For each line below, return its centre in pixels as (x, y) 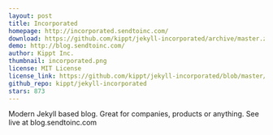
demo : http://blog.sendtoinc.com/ (67, 46)
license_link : (32, 76)
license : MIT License (45, 69)
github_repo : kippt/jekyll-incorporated (78, 83)
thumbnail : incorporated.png (58, 61)
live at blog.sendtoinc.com (53, 123)
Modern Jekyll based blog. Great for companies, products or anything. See (134, 114)
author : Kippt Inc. (41, 53)
